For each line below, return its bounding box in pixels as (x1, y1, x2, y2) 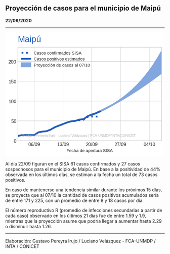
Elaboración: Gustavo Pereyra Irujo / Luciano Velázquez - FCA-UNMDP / (5, 238, 156, 244)
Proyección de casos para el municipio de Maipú (5, 4, 161, 13)
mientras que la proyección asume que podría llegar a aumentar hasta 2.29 (5, 218, 162, 224)
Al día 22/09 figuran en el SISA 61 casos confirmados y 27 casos (5, 160, 141, 166)
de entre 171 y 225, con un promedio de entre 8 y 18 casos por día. (5, 197, 144, 203)
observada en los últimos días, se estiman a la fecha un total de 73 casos (5, 172, 158, 178)
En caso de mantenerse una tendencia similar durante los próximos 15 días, (5, 187, 162, 193)
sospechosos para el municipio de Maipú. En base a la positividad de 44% (5, 166, 161, 172)
